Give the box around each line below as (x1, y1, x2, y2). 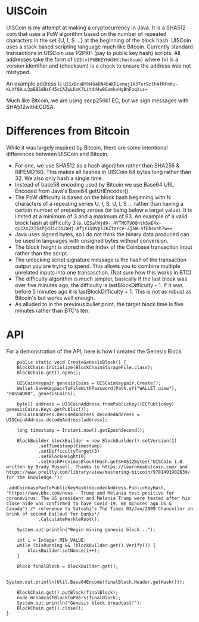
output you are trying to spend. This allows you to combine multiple (14, 262, 181, 270)
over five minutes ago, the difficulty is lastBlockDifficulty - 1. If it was (14, 281, 184, 288)
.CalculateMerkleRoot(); (38, 516, 100, 522)
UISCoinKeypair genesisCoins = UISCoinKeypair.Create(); (17, 380, 161, 386)
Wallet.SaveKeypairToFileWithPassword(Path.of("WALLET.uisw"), (17, 385, 178, 391)
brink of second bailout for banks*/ (6, 511, 100, 517)
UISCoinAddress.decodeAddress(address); (6, 417, 108, 423)
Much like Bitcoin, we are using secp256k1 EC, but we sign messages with (6, 97, 189, 104)
